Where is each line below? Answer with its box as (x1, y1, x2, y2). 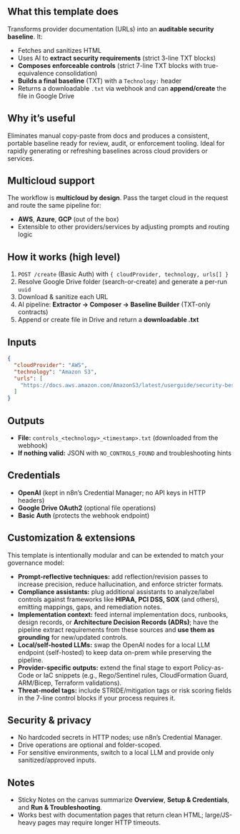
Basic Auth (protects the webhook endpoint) (17, 511, 150, 520)
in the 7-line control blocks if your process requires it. (17, 693, 176, 702)
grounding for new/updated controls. (17, 633, 129, 641)
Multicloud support (7, 175, 95, 187)
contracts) (17, 308, 49, 316)
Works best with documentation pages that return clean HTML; (17, 810, 204, 820)
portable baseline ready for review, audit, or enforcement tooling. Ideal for (7, 139, 225, 147)
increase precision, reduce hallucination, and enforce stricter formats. (17, 580, 224, 588)
